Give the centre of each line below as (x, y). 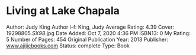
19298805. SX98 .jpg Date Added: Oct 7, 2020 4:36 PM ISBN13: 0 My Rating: (98, 33)
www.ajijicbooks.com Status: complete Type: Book (68, 46)
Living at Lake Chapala (63, 11)
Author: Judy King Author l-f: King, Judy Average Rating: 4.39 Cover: (90, 27)
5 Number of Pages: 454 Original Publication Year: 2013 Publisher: (87, 39)
